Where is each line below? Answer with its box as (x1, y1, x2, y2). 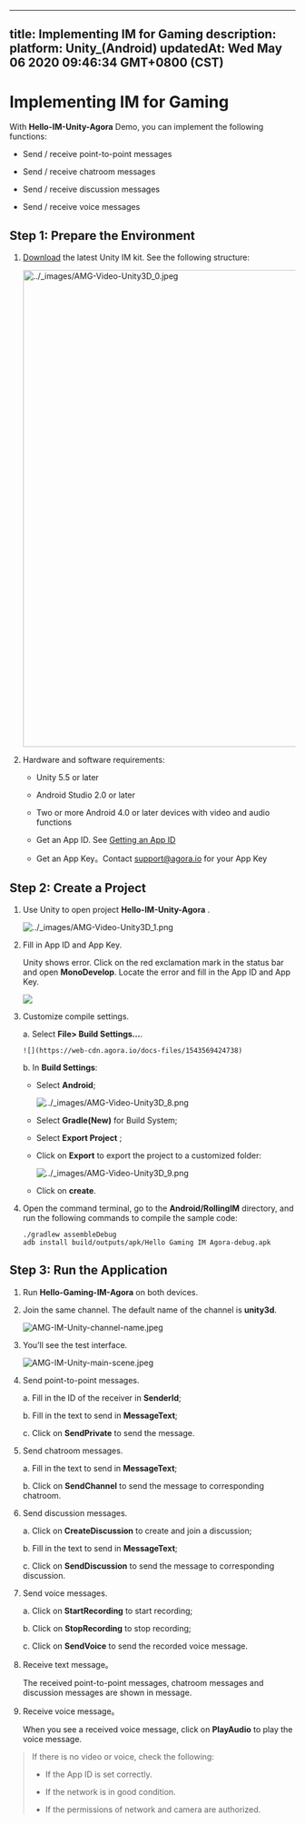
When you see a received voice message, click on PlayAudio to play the (22, 1723, 293, 1735)
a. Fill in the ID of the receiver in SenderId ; (22, 1392, 182, 1403)
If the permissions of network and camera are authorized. (44, 1804, 261, 1815)
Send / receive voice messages (22, 202, 141, 213)
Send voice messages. (22, 1587, 108, 1599)
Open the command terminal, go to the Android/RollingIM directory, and (22, 1203, 294, 1214)
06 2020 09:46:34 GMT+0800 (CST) (9, 55, 224, 71)
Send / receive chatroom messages (22, 166, 156, 177)
